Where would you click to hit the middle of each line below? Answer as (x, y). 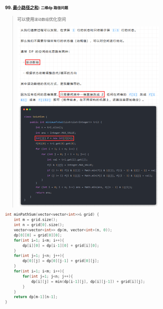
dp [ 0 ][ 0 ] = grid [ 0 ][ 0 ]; (38, 235)
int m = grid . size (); (36, 220)
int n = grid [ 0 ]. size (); (39, 225)
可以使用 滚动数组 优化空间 (41, 19)
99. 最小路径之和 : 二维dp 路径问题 (37, 7)
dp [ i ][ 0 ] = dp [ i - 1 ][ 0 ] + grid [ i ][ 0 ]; (61, 246)
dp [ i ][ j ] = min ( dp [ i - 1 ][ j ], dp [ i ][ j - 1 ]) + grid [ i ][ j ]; (88, 281)
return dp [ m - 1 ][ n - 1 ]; (36, 297)
